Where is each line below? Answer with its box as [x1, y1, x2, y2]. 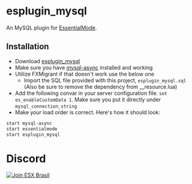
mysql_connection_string [14, 103, 77, 109]
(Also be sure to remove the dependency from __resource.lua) [23, 83, 178, 90]
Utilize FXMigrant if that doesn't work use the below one [14, 70, 155, 78]
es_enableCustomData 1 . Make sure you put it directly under [14, 96, 161, 103]
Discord [6, 152, 46, 165]
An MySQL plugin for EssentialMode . [6, 24, 97, 31]
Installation [6, 41, 49, 52]
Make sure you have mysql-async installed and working [14, 64, 153, 71]
